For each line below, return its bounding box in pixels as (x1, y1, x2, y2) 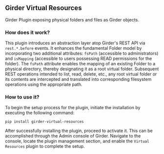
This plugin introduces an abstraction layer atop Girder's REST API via (5, 40, 145, 46)
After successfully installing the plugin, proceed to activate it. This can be (5, 128, 153, 134)
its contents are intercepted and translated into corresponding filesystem (5, 77, 152, 82)
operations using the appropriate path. (5, 81, 82, 87)
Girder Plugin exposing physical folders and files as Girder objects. (5, 17, 139, 22)
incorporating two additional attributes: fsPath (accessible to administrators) (5, 51, 159, 57)
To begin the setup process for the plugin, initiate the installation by (5, 105, 141, 111)
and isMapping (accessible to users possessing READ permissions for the (5, 56, 152, 61)
